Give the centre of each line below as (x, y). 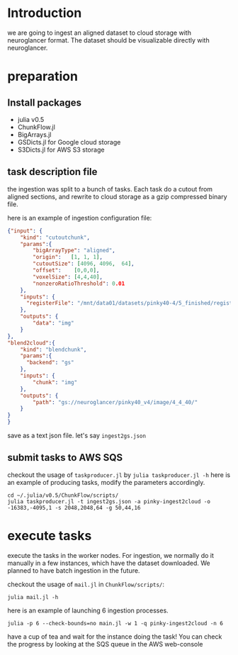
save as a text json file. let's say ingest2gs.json (77, 435)
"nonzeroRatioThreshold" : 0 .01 (79, 284)
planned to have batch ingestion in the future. (74, 570)
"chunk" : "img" (55, 382)
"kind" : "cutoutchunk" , (55, 237)
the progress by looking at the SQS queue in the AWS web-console (105, 644)
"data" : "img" (53, 323)
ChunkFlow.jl (36, 127)
